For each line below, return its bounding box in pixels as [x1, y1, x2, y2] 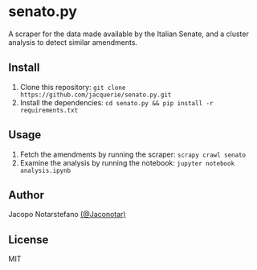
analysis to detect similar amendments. [8, 37, 138, 47]
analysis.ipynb [19, 166, 71, 174]
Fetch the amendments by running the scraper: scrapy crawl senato [19, 149, 247, 159]
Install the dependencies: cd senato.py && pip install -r [19, 97, 214, 107]
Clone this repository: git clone [19, 82, 126, 92]
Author [8, 188, 44, 202]
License [8, 232, 49, 247]
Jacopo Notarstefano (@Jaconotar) [8, 210, 126, 219]
